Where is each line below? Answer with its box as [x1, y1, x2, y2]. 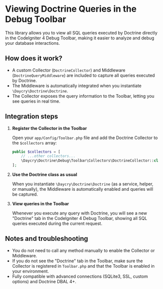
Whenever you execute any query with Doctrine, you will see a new [12, 210, 147, 216]
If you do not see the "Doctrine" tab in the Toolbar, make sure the [12, 258, 143, 264]
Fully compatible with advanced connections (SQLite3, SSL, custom [12, 273, 148, 279]
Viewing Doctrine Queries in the [5, 3, 137, 15]
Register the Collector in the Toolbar [12, 125, 87, 131]
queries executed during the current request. [12, 220, 103, 227]
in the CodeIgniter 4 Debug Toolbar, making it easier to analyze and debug [5, 35, 155, 41]
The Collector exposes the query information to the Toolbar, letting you [12, 93, 155, 99]
